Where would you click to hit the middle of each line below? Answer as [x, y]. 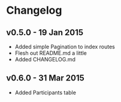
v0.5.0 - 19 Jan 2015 [45, 33]
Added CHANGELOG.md [45, 59]
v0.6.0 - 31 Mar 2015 [46, 78]
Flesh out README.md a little [51, 53]
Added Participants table [46, 92]
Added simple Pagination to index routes [65, 47]
